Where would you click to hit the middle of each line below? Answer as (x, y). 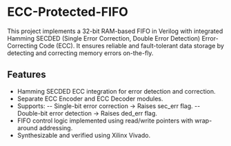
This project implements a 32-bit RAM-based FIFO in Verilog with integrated (115, 31)
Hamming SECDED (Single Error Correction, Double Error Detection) (104, 38)
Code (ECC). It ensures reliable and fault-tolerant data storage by (131, 45)
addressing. (56, 127)
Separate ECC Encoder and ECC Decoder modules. (90, 98)
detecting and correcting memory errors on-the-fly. (80, 53)
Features (27, 75)
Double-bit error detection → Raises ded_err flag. (87, 113)
